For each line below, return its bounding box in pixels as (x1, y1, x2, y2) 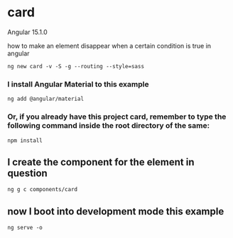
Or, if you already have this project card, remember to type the (7, 112, 227, 121)
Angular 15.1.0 (7, 28, 48, 36)
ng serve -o (7, 225, 43, 232)
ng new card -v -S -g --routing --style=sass (7, 63, 144, 70)
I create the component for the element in (7, 156, 195, 168)
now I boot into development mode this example (7, 205, 224, 217)
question (7, 167, 48, 179)
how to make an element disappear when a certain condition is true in (7, 41, 212, 50)
